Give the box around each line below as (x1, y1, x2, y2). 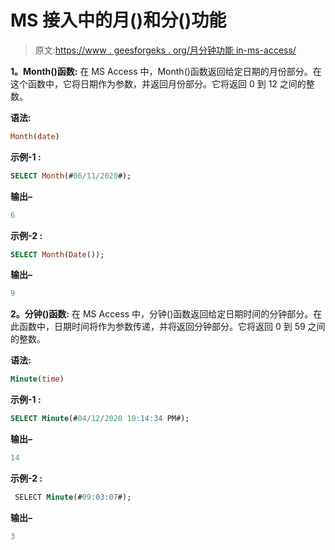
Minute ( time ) (10, 374, 65, 385)
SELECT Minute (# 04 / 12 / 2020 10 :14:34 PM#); (10, 414, 190, 424)
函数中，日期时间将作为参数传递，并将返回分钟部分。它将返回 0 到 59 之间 (18, 321, 326, 333)
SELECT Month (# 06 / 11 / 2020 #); (10, 171, 132, 181)
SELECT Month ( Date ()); (10, 249, 105, 260)
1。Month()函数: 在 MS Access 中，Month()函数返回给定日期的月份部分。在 (10, 65, 322, 77)
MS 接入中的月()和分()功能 (10, 9, 227, 32)
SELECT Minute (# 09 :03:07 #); (14, 492, 132, 502)
